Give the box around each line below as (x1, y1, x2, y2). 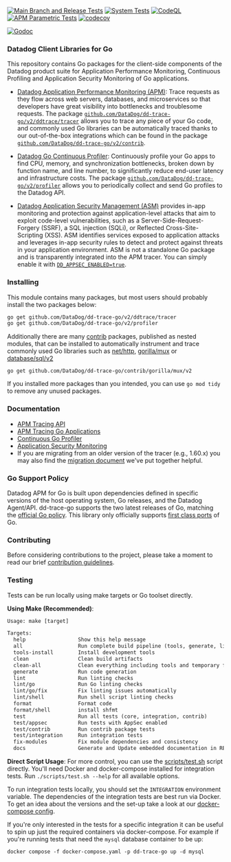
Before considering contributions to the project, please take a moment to (7, 551, 213, 559)
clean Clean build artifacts (13, 655, 143, 662)
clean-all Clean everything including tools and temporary (13, 661, 220, 669)
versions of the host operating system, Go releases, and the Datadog (7, 496, 203, 504)
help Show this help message (13, 636, 146, 644)
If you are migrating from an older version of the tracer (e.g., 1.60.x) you (16, 449, 221, 457)
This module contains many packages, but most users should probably (7, 293, 208, 302)
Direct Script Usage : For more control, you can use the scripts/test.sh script (7, 758, 223, 766)
